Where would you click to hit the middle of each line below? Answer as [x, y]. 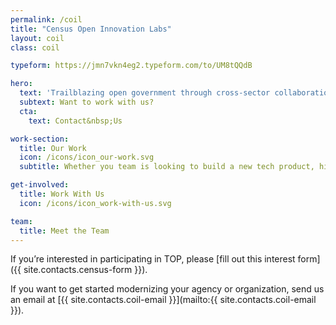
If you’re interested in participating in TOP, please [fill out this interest [153, 259]
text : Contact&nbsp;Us [75, 121]
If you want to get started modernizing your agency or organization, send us [167, 289]
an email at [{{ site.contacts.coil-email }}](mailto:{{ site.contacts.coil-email [163, 300]
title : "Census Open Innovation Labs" [91, 29]
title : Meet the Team [64, 231]
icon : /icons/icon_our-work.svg [87, 157]
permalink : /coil [46, 19]
